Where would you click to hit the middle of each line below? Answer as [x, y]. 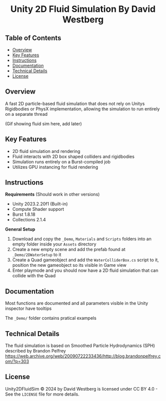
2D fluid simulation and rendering [46, 151]
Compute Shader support [38, 209]
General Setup [20, 229]
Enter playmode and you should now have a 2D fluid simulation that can [85, 270]
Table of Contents [33, 38]
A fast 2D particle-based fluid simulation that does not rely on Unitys [75, 103]
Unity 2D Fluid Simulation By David [83, 9]
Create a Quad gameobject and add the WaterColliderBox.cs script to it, [85, 260]
